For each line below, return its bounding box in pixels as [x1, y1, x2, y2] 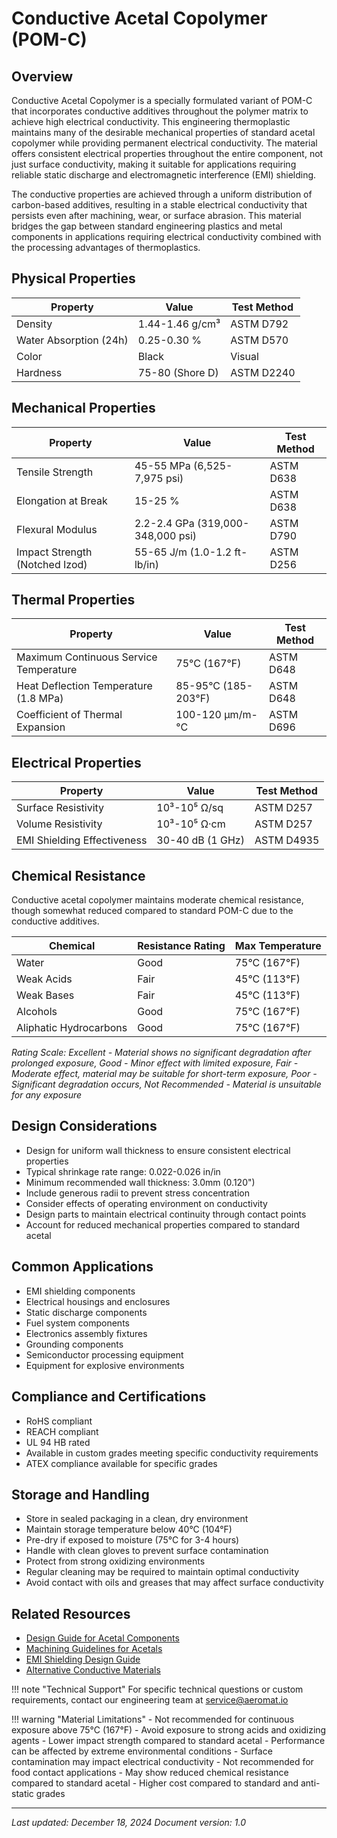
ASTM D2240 [230, 365, 296, 379]
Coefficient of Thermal [16, 708, 123, 722]
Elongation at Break [16, 493, 108, 507]
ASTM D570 [230, 333, 289, 347]
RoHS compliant [25, 1415, 93, 1427]
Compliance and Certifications [11, 1388, 207, 1406]
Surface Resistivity [16, 801, 105, 815]
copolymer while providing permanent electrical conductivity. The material [11, 137, 318, 149]
